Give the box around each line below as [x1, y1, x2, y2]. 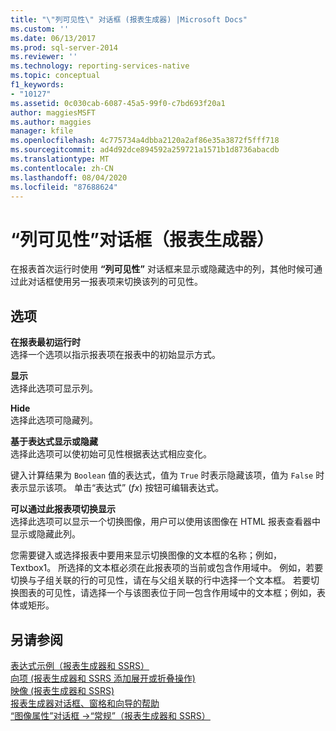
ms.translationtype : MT [10, 154, 110, 164]
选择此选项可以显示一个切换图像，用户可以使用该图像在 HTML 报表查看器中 [10, 516, 321, 528]
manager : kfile [10, 126, 74, 136]
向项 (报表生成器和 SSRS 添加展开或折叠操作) [10, 672, 196, 684]
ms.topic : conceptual [10, 71, 101, 81]
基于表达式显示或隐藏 [10, 436, 98, 448]
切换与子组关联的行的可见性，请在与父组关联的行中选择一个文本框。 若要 [10, 574, 311, 586]
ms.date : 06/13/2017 [10, 33, 97, 43]
